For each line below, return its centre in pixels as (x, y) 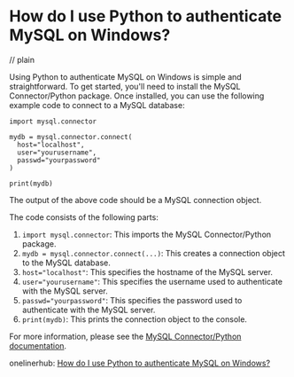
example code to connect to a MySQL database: (97, 105)
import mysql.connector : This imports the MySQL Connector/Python (147, 234)
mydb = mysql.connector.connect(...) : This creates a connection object (154, 253)
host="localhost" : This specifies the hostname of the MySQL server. (147, 271)
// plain (22, 59)
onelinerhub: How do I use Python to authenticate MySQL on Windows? (140, 363)
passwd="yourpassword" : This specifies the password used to (132, 300)
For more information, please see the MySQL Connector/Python (125, 336)
